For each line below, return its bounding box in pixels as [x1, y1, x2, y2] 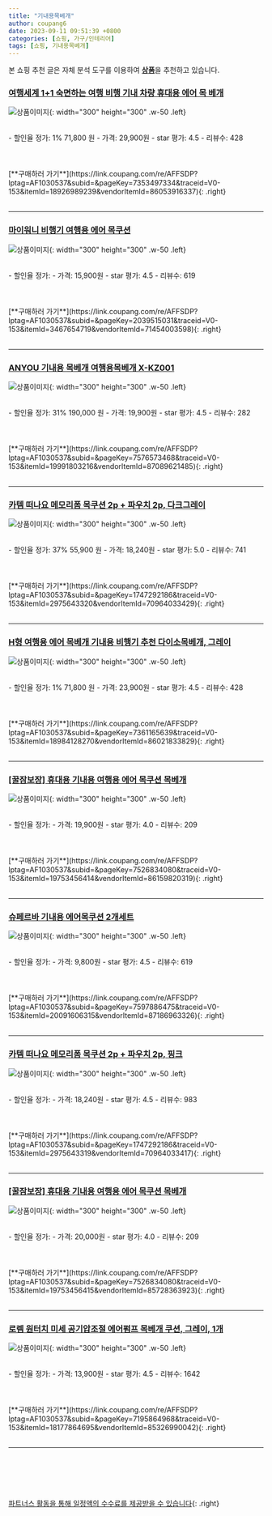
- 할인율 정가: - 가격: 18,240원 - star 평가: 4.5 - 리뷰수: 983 [8, 1094, 198, 1104]
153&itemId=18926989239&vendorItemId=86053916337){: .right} [8, 187, 227, 197]
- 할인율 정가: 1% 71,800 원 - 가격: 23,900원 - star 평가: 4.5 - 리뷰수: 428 [8, 682, 244, 692]
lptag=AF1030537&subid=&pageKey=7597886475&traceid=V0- [8, 1002, 220, 1012]
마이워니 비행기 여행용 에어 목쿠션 [8, 224, 131, 236]
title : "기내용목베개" [8, 11, 75, 20]
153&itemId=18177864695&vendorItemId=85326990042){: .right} [8, 1423, 227, 1433]
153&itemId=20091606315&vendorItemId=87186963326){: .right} [8, 1011, 225, 1020]
